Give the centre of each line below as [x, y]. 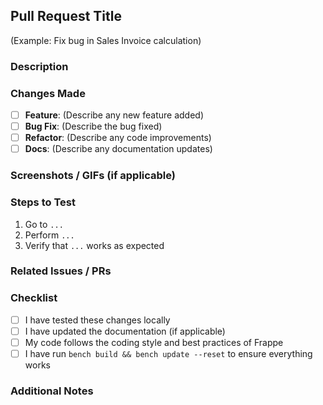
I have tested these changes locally [97, 320]
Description [39, 66]
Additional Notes [52, 391]
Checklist [34, 298]
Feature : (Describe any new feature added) [114, 115]
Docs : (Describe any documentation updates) [118, 149]
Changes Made [48, 93]
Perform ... [49, 235]
